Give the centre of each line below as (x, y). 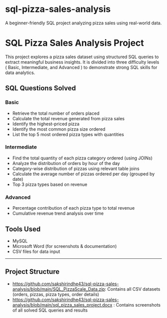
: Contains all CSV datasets (132, 289)
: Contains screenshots (137, 305)
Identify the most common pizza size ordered (59, 129)
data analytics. (20, 73)
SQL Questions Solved (41, 88)
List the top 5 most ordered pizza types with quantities (68, 134)
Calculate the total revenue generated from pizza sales (68, 118)
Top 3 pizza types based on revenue (50, 184)
